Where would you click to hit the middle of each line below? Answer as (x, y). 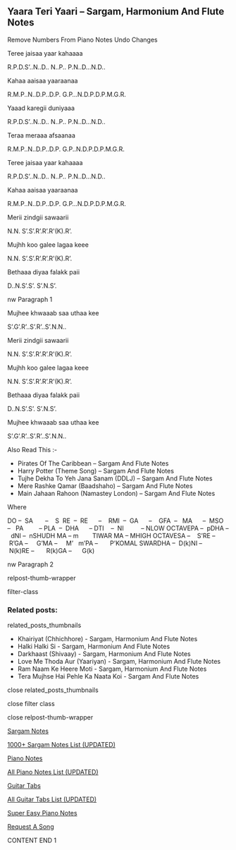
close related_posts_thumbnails (53, 690)
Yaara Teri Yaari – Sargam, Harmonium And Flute (116, 12)
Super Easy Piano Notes (42, 813)
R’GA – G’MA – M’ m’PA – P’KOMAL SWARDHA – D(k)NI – (106, 543)
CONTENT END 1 (32, 840)
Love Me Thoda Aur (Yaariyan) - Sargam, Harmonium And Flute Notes (119, 662)
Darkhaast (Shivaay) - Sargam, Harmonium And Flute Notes (104, 654)
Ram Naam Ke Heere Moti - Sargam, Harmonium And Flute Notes (112, 669)
